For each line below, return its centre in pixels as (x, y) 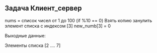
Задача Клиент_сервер (43, 8)
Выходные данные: (25, 35)
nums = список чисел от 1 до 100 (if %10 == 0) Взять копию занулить (78, 20)
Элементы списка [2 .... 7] (33, 45)
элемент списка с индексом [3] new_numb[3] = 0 (58, 26)
